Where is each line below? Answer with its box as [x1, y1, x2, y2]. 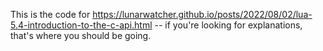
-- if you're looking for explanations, [154, 19, 303, 31]
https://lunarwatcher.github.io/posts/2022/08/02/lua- [92, 9, 313, 20]
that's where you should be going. [10, 30, 152, 41]
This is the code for [10, 9, 91, 20]
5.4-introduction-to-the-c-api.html [10, 19, 153, 31]
